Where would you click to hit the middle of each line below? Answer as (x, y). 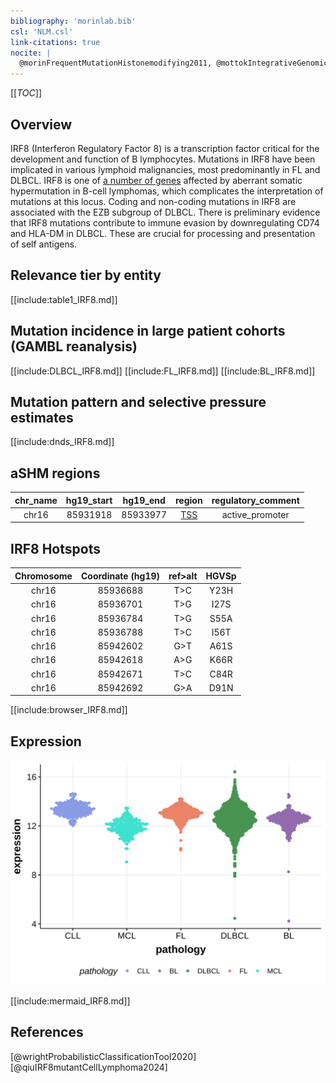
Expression (46, 741)
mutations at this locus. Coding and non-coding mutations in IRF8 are (153, 201)
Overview (41, 124)
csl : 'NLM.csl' (42, 31)
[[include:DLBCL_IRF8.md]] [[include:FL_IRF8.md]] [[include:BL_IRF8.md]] (163, 371)
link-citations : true (55, 42)
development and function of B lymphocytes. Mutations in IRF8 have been (163, 159)
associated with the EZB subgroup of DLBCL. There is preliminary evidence (165, 212)
